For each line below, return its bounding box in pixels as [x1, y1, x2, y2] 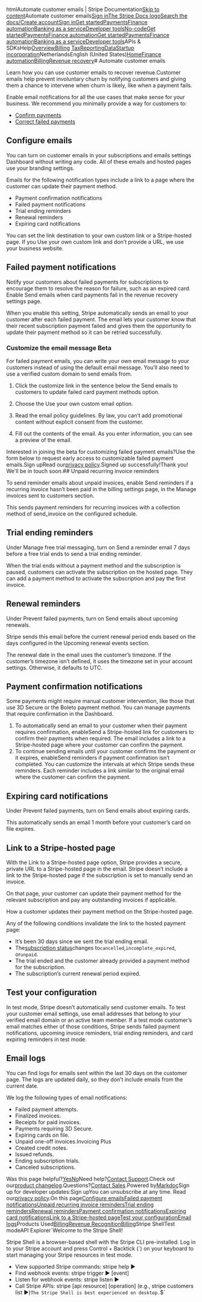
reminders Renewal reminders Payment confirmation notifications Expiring [6, 1207, 186, 1214]
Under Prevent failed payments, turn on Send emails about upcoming [6, 615, 178, 622]
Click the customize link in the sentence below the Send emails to [14, 382, 178, 389]
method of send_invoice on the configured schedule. [6, 510, 137, 517]
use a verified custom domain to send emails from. [6, 370, 133, 378]
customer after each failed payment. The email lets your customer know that [6, 315, 196, 323]
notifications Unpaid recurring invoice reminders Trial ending [6, 1201, 154, 1208]
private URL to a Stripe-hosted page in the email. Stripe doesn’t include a [6, 865, 188, 872]
